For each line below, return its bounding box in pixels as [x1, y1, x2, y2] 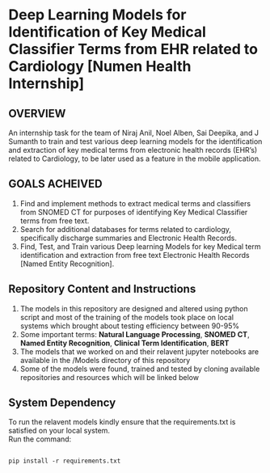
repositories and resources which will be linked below [19, 372, 200, 382]
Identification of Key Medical [8, 23, 206, 41]
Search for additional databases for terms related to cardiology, [19, 224, 232, 234]
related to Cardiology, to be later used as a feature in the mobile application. [8, 154, 261, 163]
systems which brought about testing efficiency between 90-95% [19, 321, 240, 331]
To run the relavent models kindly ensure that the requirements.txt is [8, 417, 236, 427]
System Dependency [8, 396, 116, 410]
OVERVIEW [8, 107, 66, 120]
